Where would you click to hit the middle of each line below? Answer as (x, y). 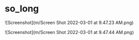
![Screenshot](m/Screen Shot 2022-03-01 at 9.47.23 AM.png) (69, 22)
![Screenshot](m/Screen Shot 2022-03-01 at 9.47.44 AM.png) (69, 32)
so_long (22, 9)
